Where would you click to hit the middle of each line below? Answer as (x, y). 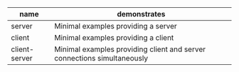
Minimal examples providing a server (116, 26)
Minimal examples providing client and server (130, 49)
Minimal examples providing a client (114, 37)
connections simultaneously (101, 58)
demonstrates (141, 14)
